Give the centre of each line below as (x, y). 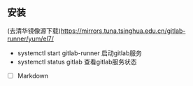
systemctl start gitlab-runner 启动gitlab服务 (79, 53)
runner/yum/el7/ (31, 38)
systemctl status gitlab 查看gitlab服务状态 (77, 62)
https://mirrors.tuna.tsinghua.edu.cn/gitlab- (123, 31)
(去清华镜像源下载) (34, 31)
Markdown (33, 76)
